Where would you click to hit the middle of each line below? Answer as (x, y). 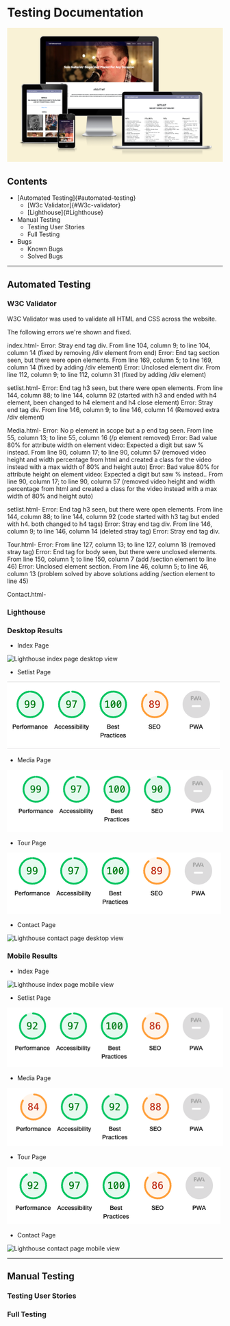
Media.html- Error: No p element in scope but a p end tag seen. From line (110, 430)
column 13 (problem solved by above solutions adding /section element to (111, 573)
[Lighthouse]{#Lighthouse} (65, 213)
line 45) (18, 581)
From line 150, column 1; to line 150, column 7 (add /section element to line (112, 559)
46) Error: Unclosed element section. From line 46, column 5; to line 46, (108, 566)
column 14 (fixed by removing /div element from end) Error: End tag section (114, 352)
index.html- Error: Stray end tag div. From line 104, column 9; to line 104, (109, 345)
